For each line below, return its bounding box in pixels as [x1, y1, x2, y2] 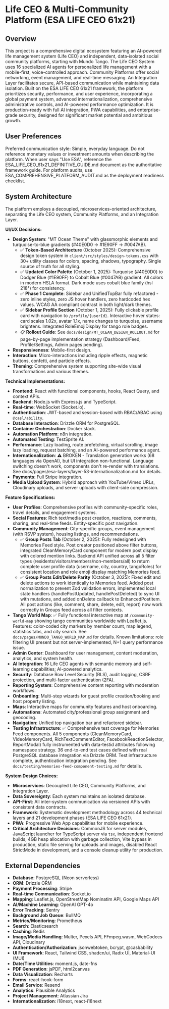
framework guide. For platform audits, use [5, 167, 93, 173]
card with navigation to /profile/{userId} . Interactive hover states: [20, 312, 160, 319]
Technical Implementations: [5, 378, 66, 384]
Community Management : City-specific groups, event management [12, 525, 155, 531]
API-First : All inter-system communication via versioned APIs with [12, 798, 150, 804]
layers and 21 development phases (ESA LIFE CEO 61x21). [12, 815, 133, 821]
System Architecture [5, 192, 72, 201]
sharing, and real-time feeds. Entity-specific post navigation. [12, 520, 139, 526]
